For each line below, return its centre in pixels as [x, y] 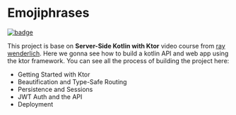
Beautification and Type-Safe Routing [72, 81]
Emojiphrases [48, 13]
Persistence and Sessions [55, 89]
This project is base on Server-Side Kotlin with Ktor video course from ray [117, 46]
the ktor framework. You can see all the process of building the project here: [118, 60]
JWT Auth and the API [50, 97]
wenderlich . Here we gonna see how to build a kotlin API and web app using [118, 53]
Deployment [35, 104]
